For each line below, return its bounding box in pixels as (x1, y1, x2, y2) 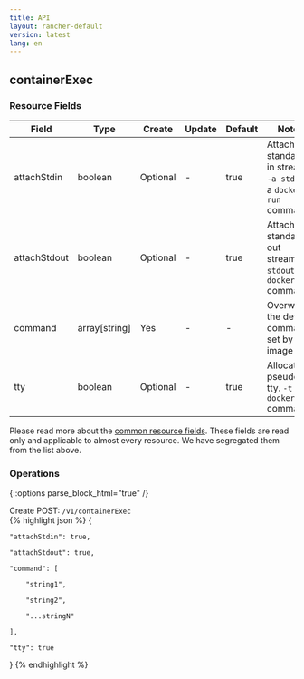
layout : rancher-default (9, 22, 103, 31)
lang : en (9, 38, 43, 48)
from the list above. (9, 444, 81, 455)
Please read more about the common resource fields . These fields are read (9, 425, 290, 436)
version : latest (9, 30, 71, 39)
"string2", (25, 596, 67, 606)
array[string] (77, 321, 132, 334)
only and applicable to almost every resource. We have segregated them (9, 434, 280, 445)
